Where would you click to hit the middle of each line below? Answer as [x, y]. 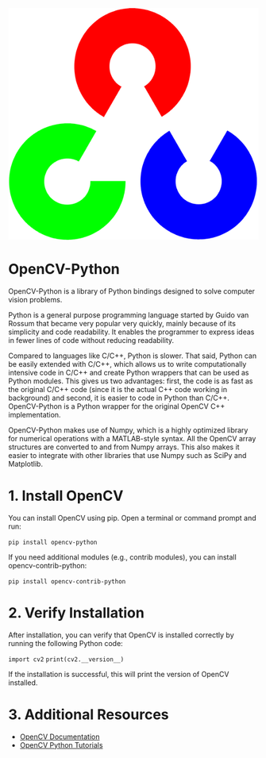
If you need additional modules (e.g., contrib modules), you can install [122, 557]
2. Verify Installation [76, 613]
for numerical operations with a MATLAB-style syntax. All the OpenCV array [132, 438]
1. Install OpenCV [66, 496]
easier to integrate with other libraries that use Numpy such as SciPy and [127, 455]
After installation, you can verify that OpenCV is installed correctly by [121, 635]
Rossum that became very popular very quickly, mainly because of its [122, 323]
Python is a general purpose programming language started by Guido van [129, 315]
